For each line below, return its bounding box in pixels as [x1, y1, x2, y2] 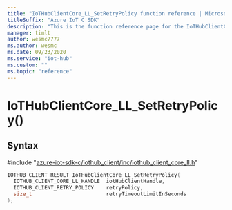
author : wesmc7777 [7, 36, 60, 43]
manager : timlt [7, 29, 51, 37]
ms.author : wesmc [7, 42, 57, 49]
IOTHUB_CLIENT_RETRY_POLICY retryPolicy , [13, 184, 144, 191]
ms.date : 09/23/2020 [7, 49, 67, 56]
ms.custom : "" [7, 61, 48, 68]
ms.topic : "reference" [7, 68, 72, 75]
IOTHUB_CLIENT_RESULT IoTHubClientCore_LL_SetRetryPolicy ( [7, 171, 181, 178]
